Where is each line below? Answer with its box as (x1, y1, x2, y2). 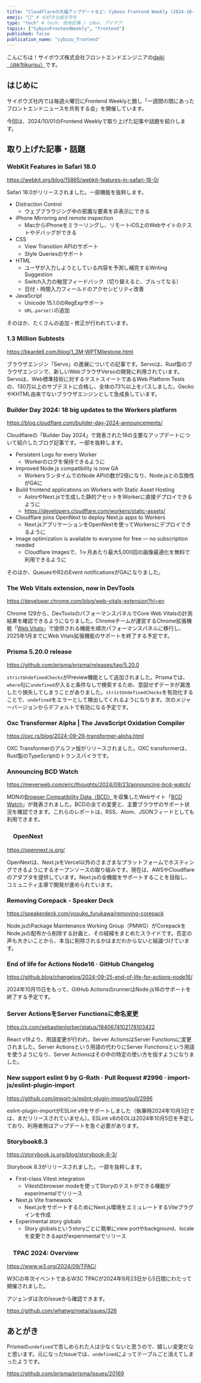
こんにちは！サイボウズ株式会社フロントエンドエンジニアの (7, 54, 153, 60)
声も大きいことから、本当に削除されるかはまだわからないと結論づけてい (7, 937, 184, 944)
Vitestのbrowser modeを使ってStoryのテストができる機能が (24, 1182, 171, 1190)
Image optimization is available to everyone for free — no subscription (15, 535, 188, 542)
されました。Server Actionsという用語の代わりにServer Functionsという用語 (7, 1043, 195, 1051)
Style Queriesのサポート (24, 250, 84, 257)
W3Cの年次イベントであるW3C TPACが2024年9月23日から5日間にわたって (7, 1275, 192, 1283)
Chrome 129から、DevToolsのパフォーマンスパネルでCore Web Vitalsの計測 (7, 610, 193, 617)
